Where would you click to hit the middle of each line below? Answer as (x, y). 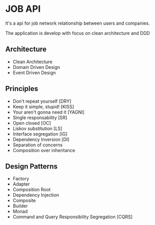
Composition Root (32, 190)
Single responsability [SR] (40, 117)
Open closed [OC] (32, 123)
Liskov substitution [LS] (37, 128)
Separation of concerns (38, 145)
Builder (20, 206)
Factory (21, 179)
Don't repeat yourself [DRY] (42, 101)
